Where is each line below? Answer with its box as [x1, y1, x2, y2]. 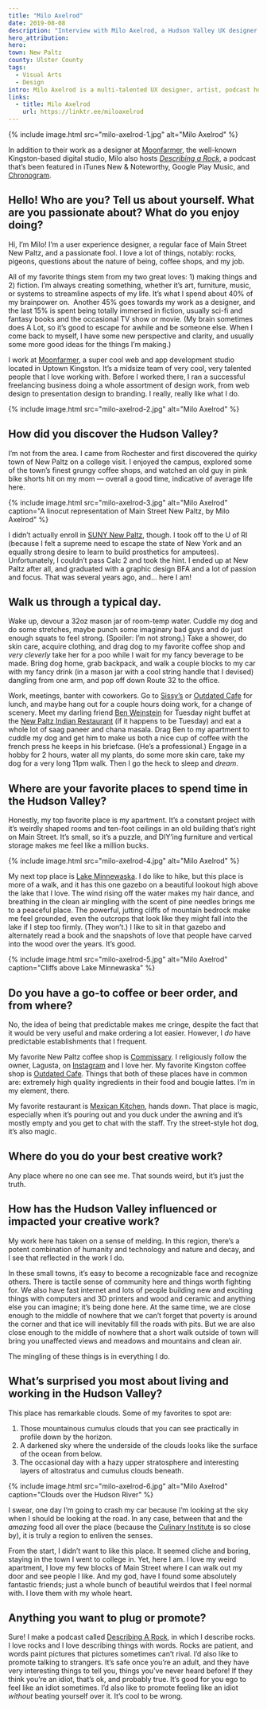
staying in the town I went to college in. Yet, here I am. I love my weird [8, 1554, 237, 1564]
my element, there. [8, 1086, 70, 1095]
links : [8, 93, 30, 101]
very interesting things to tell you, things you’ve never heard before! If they [8, 1666, 253, 1676]
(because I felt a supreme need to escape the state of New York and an [8, 538, 242, 548]
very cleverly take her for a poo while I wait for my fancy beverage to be [8, 650, 244, 660]
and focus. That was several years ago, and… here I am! [8, 572, 192, 582]
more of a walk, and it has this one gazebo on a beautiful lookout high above [8, 880, 258, 890]
